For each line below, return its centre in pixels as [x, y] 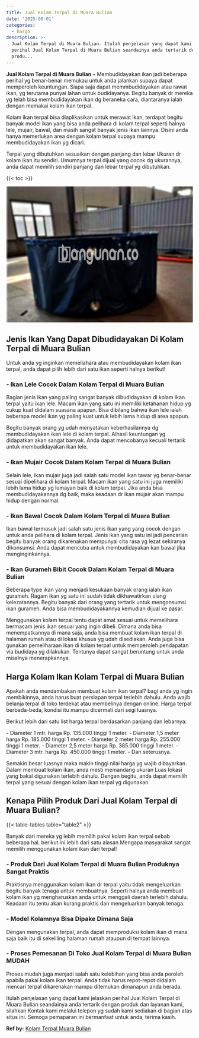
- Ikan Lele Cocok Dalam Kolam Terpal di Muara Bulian [85, 384]
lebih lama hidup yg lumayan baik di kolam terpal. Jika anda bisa [84, 488]
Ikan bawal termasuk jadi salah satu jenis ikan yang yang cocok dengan [93, 528]
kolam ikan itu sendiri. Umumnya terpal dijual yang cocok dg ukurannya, [94, 160]
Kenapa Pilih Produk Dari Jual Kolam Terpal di [92, 801]
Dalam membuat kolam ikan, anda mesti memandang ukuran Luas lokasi [94, 770]
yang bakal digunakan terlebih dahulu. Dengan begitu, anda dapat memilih [97, 776]
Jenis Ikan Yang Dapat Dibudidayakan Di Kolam [95, 339]
